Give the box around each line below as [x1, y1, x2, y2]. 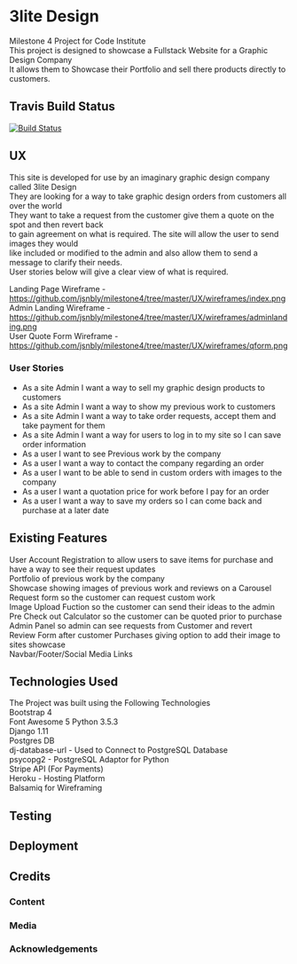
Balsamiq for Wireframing [9, 783, 103, 794]
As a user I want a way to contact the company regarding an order [21, 457, 264, 468]
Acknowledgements [9, 943, 98, 955]
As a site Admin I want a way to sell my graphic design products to [21, 382, 266, 392]
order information [21, 439, 87, 449]
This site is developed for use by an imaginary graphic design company [9, 171, 270, 183]
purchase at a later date [21, 504, 109, 516]
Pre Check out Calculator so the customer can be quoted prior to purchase [9, 611, 282, 621]
